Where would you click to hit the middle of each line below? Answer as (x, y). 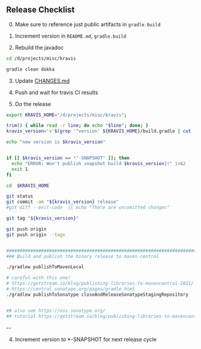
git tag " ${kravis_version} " (42, 218)
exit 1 (20, 169)
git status (20, 196)
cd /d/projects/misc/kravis (41, 58)
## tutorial (21, 316)
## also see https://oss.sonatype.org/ (56, 311)
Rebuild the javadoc (39, 47)
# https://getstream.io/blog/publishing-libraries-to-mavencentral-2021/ (100, 284)
